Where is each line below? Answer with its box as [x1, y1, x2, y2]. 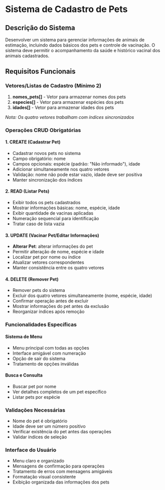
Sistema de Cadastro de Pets [5, 4, 128, 15]
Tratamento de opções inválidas [12, 361, 79, 367]
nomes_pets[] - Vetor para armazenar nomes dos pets [12, 94, 126, 100]
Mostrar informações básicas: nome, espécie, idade [12, 205, 120, 211]
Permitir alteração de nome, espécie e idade [12, 249, 104, 255]
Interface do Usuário [5, 446, 57, 453]
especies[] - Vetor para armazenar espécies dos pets [12, 99, 124, 105]
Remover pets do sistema [12, 287, 65, 293]
